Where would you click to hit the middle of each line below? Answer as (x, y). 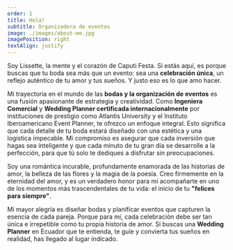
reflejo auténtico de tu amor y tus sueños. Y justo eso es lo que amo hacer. (114, 80)
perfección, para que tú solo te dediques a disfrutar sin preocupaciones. (111, 153)
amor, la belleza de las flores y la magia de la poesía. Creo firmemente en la (115, 174)
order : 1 (20, 14)
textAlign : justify (35, 46)
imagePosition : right (39, 40)
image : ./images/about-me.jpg (51, 33)
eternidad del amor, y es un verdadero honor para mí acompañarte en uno (113, 181)
